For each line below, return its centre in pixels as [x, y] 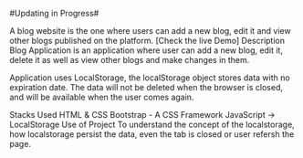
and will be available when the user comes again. [102, 97]
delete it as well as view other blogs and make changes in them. [130, 60]
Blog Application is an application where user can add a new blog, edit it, [146, 50]
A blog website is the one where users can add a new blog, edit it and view [150, 31]
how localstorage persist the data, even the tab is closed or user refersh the [152, 134]
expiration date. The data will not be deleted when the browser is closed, [146, 87]
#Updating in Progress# [54, 13]
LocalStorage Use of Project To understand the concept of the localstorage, [152, 124]
